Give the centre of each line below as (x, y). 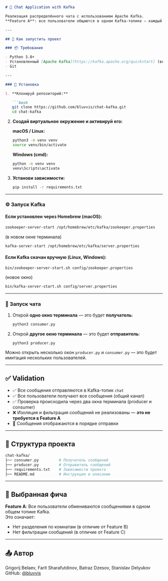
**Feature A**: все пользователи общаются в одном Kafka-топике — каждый (84, 21)
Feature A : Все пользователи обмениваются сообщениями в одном (78, 506)
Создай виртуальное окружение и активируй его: (67, 121)
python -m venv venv (34, 164)
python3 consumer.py (34, 324)
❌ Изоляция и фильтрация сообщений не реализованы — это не (81, 413)
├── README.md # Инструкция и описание (58, 474)
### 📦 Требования (24, 48)
